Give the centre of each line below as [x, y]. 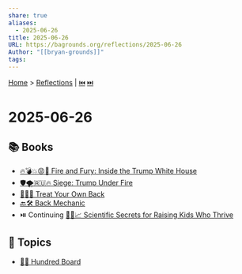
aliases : [23, 23]
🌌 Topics [30, 243]
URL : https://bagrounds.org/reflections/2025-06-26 [95, 45]
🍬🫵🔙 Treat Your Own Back [62, 193]
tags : [17, 60]
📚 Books [31, 147]
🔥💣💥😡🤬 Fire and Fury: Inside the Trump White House [108, 171]
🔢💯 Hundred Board [50, 261]
